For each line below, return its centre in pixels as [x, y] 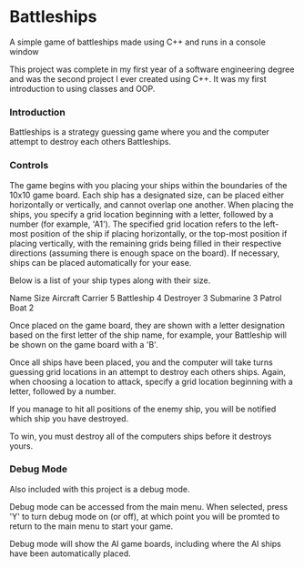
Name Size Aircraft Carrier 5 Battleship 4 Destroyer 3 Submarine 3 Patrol [146, 298]
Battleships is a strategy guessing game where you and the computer [140, 132]
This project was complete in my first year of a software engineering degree [152, 69]
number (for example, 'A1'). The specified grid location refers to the [136, 224]
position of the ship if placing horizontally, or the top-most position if [159, 233]
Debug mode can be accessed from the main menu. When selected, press [149, 506]
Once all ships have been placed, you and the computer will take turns [141, 362]
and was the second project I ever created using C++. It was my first [138, 78]
